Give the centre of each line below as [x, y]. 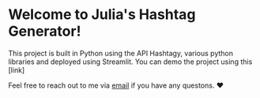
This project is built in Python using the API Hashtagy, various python [121, 53]
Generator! [45, 31]
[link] [17, 70]
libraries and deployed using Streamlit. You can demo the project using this [130, 62]
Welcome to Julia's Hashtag [102, 15]
